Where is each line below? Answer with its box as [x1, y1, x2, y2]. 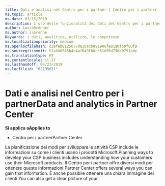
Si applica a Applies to [5, 125, 51, 131]
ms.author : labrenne [5, 30, 48, 35]
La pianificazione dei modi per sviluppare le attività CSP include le [5, 144, 139, 150]
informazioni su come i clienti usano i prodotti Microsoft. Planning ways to [5, 149, 153, 155]
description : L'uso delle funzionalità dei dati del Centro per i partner [5, 21, 162, 26]
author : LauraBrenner [5, 26, 50, 31]
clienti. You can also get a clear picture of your [5, 175, 98, 181]
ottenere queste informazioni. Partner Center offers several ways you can [5, 165, 153, 171]
